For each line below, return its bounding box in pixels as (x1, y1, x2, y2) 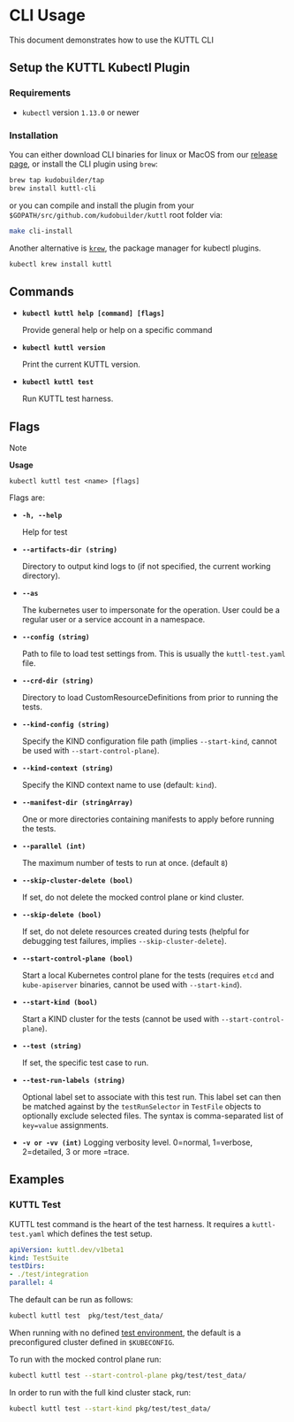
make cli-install (9, 227, 73, 236)
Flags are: (9, 492, 46, 503)
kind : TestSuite (9, 1254, 69, 1263)
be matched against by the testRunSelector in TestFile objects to (21, 1101, 262, 1112)
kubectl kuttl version (21, 344, 106, 352)
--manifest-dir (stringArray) (21, 799, 134, 808)
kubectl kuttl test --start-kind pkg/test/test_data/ (9, 1404, 212, 1413)
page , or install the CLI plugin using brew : (9, 158, 158, 169)
